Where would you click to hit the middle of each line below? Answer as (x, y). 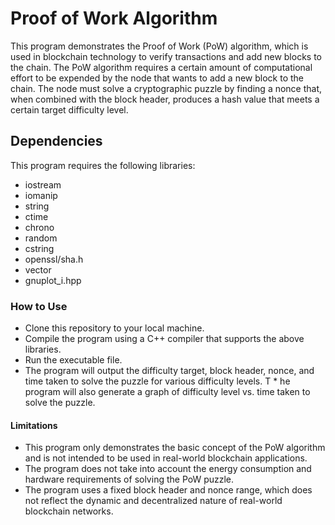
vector (38, 269)
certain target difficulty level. (69, 109)
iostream (43, 184)
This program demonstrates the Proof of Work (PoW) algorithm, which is (159, 46)
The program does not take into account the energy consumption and (168, 469)
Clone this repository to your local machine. (114, 328)
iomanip (41, 195)
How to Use (39, 306)
